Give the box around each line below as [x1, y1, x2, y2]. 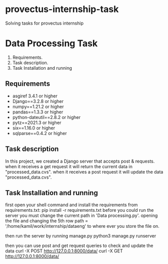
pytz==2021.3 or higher [12, 119, 62, 125]
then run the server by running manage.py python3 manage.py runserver [5, 233, 156, 239]
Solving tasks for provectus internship [5, 20, 84, 26]
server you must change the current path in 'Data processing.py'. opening [5, 212, 158, 219]
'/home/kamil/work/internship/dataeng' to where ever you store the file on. [5, 223, 159, 229]
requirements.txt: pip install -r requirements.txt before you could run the [5, 207, 154, 213]
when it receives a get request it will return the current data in [5, 163, 133, 169]
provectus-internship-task [5, 4, 119, 15]
